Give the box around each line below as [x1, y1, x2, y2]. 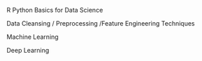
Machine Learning [6, 33, 59, 41]
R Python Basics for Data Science [6, 6, 103, 14]
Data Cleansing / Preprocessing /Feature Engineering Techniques [6, 19, 195, 27]
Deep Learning [6, 46, 50, 54]
